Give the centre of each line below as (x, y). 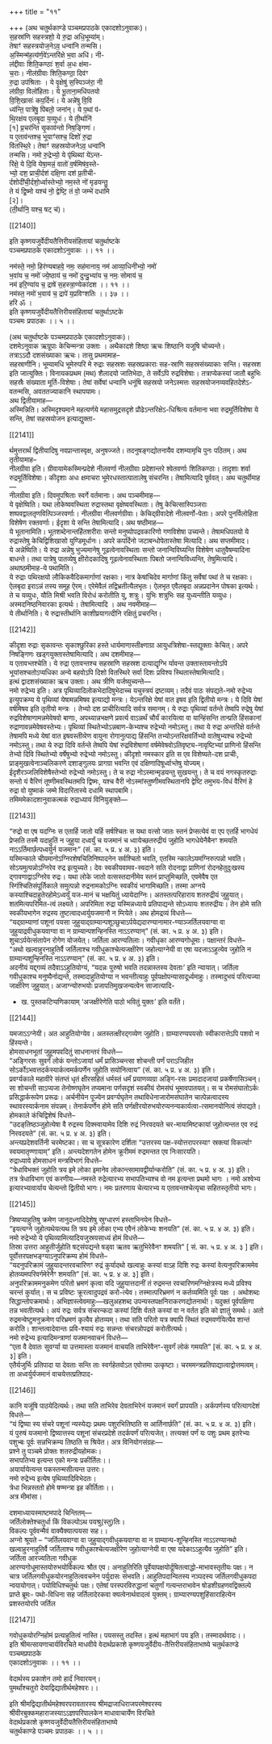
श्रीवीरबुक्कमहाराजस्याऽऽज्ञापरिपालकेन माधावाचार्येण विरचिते (82, 1713)
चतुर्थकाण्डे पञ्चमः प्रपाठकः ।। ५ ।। (56, 1731)
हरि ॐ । (21, 303)
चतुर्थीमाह (249, 478)
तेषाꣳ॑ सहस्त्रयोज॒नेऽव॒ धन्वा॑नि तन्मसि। (56, 46)
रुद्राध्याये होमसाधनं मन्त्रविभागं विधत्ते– (56, 1161)
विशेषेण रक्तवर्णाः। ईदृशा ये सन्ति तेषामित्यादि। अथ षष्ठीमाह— (86, 523)
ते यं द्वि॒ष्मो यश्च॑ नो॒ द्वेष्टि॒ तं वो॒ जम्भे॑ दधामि (59, 191)
